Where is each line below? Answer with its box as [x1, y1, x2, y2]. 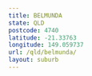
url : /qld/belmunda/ [8, 48, 78, 56]
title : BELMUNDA [8, 11, 62, 20]
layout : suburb [8, 56, 59, 64]
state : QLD [8, 19, 45, 27]
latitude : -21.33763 [8, 33, 78, 42]
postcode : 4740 [8, 26, 59, 34]
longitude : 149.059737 [8, 41, 84, 49]
